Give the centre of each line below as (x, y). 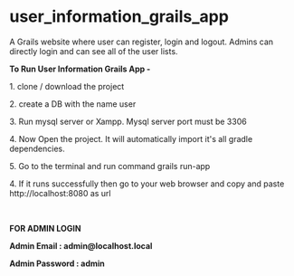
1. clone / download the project (67, 86)
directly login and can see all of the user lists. (94, 51)
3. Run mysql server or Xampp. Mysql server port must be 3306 (128, 121)
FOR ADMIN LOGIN (45, 228)
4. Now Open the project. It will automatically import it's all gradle (131, 138)
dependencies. (37, 148)
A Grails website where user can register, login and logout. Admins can (142, 42)
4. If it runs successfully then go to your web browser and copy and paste (147, 184)
